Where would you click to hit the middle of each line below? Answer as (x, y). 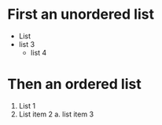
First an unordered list (81, 14)
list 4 (39, 52)
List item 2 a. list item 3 (56, 114)
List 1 (27, 105)
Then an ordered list (75, 84)
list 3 (27, 44)
